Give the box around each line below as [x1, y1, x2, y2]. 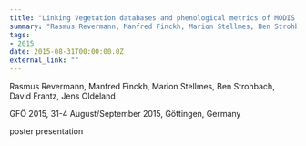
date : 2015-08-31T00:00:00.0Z [9, 47, 125, 57]
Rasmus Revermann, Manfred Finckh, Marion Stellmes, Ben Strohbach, [9, 81, 275, 91]
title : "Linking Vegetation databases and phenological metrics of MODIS [9, 13, 296, 23]
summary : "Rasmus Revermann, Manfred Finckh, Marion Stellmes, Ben [9, 22, 271, 31]
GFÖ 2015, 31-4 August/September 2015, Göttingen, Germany [9, 109, 241, 119]
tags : [9, 30, 30, 39]
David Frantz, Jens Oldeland [9, 90, 116, 101]
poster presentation [9, 126, 84, 137]
